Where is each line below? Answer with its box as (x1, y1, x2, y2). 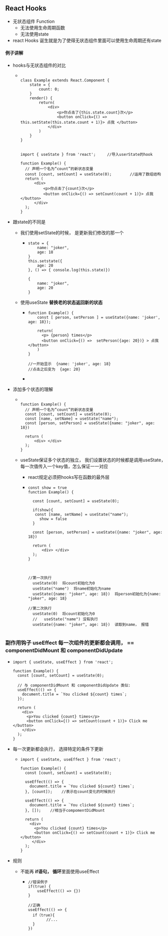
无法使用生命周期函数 (20, 24, 65, 31)
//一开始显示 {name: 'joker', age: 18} (27, 362, 111, 367)
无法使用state (20, 31, 49, 37)
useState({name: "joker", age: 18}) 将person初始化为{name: (32, 592, 161, 597)
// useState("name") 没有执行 (32, 617, 98, 622)
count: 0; (38, 87, 60, 92)
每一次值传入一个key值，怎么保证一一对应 (20, 463, 108, 470)
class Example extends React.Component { (20, 78, 109, 83)
